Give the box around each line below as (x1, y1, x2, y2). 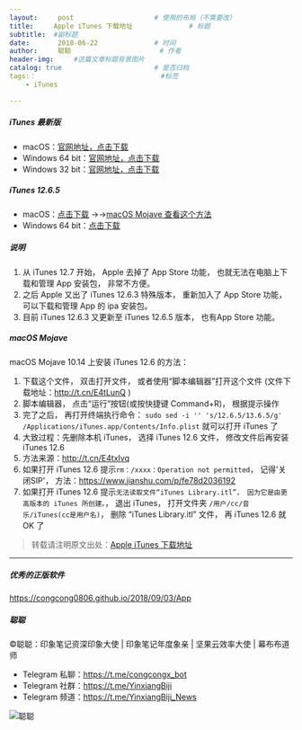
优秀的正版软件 (9, 570, 65, 581)
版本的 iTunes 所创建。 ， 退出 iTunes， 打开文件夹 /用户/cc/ (29, 497, 244, 508)
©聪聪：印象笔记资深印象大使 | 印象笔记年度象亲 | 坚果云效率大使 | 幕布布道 (9, 639, 290, 650)
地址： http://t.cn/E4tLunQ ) (30, 387, 132, 397)
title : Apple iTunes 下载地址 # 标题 (9, 22, 211, 31)
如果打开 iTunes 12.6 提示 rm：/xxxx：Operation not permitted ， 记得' (22, 464, 279, 475)
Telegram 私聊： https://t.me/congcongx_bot (22, 669, 187, 680)
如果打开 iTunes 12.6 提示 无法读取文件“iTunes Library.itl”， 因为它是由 (22, 486, 281, 497)
